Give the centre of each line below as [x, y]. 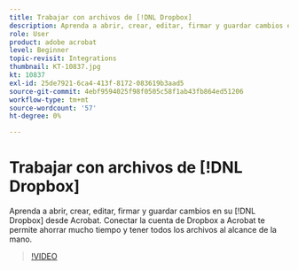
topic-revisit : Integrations [63, 58]
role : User [29, 34]
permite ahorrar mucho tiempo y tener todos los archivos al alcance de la [143, 230]
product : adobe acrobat [53, 42]
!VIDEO [44, 257]
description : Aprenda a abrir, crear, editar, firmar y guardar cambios [146, 26]
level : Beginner [39, 50]
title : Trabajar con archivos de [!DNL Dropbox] [101, 17]
